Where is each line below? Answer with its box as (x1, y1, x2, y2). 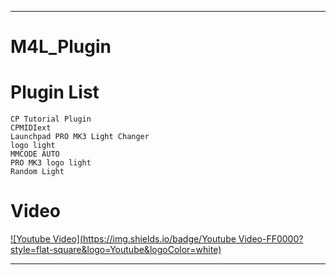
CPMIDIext (10, 123, 52, 133)
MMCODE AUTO (10, 149, 60, 160)
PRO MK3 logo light (10, 158, 92, 168)
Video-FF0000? (238, 233, 304, 245)
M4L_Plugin (10, 36, 112, 58)
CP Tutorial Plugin (10, 114, 92, 125)
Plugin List (10, 81, 100, 104)
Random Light (10, 167, 65, 177)
